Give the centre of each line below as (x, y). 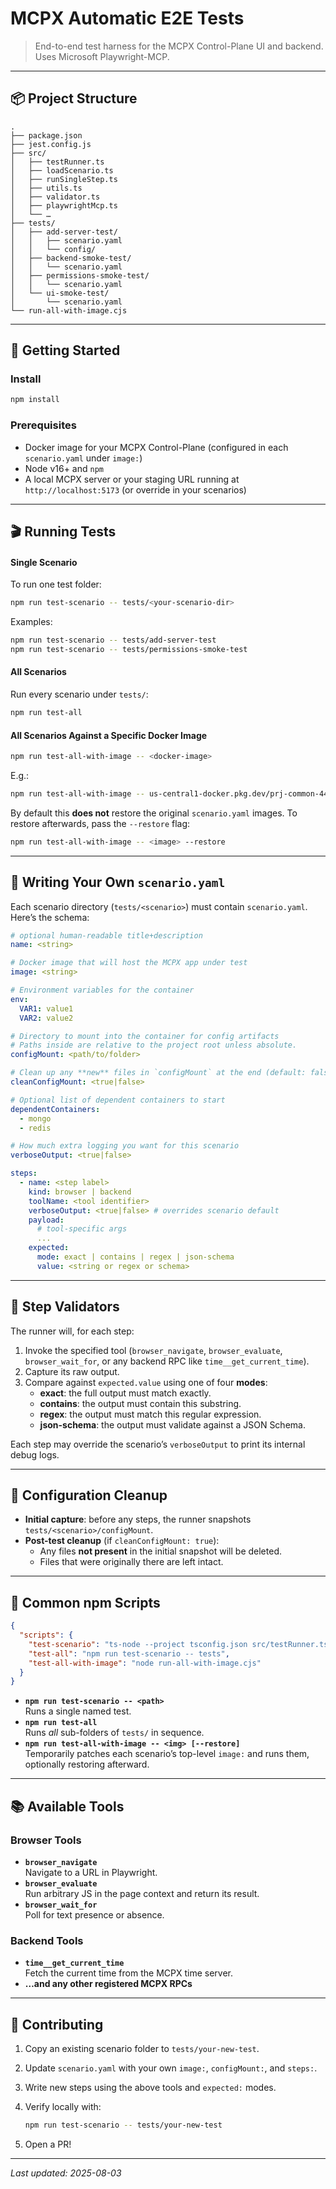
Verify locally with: (63, 2107)
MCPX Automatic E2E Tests (127, 18)
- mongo (35, 1118)
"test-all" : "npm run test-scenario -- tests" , (129, 1653)
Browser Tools (46, 1840)
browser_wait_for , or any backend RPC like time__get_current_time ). (167, 1361)
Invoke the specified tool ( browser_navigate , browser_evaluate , (153, 1350)
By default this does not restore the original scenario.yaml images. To (154, 813)
